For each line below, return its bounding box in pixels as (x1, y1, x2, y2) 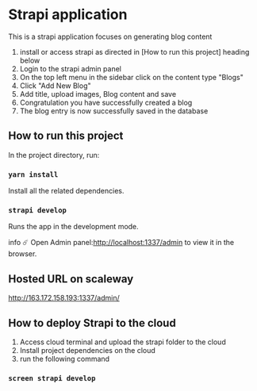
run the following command (19, 354, 109, 363)
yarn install (8, 170, 59, 179)
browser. (8, 249, 37, 259)
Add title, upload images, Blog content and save (19, 89, 177, 98)
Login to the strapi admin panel (19, 63, 121, 73)
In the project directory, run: (8, 150, 100, 159)
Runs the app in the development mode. (8, 222, 139, 232)
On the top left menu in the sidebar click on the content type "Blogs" (19, 72, 244, 82)
